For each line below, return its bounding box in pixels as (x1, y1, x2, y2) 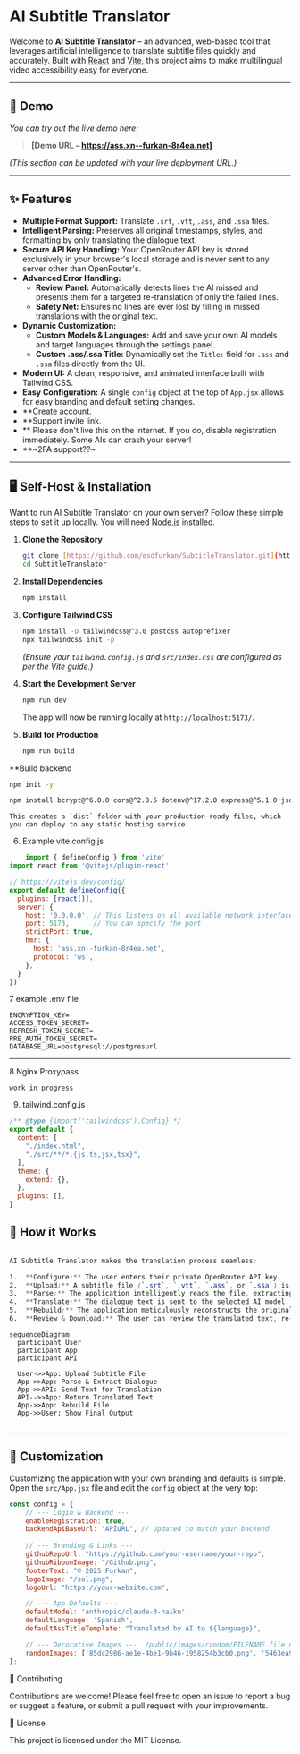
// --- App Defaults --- (25, 1599, 118, 1608)
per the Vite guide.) (21, 661, 94, 672)
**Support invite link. (21, 415, 102, 426)
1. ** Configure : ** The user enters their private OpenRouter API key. (9, 1272, 281, 1281)
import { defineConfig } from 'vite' (25, 853, 166, 862)
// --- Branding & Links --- (25, 1542, 134, 1551)
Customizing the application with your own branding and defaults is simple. (9, 1473, 287, 1484)
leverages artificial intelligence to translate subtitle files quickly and (9, 45, 256, 56)
